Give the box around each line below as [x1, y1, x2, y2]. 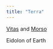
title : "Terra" [6, 8, 45, 15]
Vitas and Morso [6, 25, 47, 32]
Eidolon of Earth [6, 36, 46, 44]
